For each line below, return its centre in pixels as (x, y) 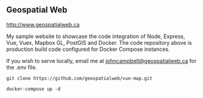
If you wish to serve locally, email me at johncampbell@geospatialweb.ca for (101, 60)
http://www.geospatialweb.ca (43, 24)
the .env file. (22, 67)
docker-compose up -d (34, 89)
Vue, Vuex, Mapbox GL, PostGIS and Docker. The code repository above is (99, 42)
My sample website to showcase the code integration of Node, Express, (96, 36)
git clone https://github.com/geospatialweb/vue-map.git (79, 78)
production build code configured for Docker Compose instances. (88, 49)
